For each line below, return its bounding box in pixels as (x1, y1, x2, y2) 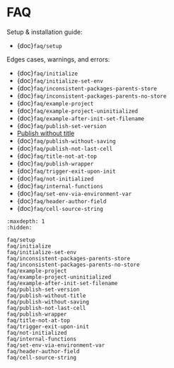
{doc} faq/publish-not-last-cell (16, 144, 113, 152)
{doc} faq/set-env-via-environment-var (16, 189, 132, 197)
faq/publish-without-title (6, 292, 86, 299)
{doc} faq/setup (16, 41, 62, 50)
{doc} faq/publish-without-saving (16, 136, 116, 145)
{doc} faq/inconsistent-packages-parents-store (16, 84, 157, 92)
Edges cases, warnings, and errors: (6, 54, 110, 64)
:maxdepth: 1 (6, 217, 45, 225)
